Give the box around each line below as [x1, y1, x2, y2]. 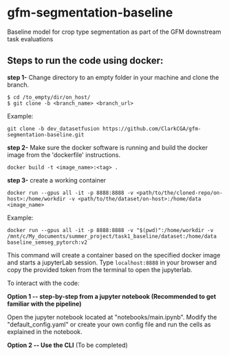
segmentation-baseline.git [7, 131, 85, 138]
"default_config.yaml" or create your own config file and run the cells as [7, 320, 211, 328]
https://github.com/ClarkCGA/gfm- [102, 125, 201, 132]
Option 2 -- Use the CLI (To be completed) [7, 341, 129, 349]
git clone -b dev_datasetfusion [7, 125, 100, 132]
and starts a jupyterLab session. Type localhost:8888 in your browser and [7, 258, 217, 266]
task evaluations [7, 34, 54, 43]
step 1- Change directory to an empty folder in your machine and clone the [7, 73, 219, 81]
